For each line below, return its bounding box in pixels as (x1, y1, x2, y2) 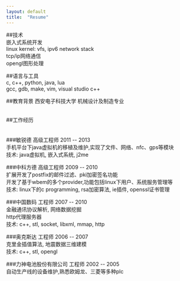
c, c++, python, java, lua (6, 79, 65, 86)
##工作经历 (6, 116, 34, 123)
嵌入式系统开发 (6, 38, 42, 46)
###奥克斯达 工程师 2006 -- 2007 (6, 233, 89, 240)
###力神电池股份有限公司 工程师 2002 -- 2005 (6, 260, 120, 267)
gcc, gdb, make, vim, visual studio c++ (6, 85, 100, 92)
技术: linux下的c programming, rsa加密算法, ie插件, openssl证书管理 (6, 186, 170, 193)
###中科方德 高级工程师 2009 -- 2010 (6, 163, 99, 170)
